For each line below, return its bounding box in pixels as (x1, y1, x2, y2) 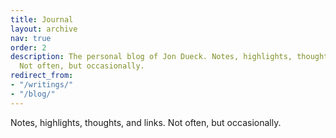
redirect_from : (10, 71, 74, 81)
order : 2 (10, 42, 47, 53)
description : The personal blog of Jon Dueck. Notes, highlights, (10, 52, 293, 62)
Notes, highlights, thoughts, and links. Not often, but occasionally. (10, 116, 282, 128)
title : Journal (10, 14, 74, 25)
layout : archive (10, 24, 78, 34)
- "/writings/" (10, 80, 74, 90)
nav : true (10, 33, 52, 43)
